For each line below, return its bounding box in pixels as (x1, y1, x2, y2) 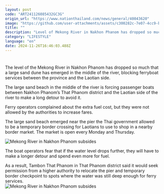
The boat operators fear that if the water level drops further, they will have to (5, 148, 159, 154)
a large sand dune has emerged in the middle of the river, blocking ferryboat (5, 69, 159, 76)
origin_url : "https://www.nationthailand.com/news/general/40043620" (5, 16, 150, 21)
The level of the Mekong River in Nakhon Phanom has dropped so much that (5, 64, 159, 70)
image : (5, 20, 19, 26)
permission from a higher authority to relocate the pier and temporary (5, 168, 145, 174)
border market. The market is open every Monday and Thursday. (5, 129, 135, 135)
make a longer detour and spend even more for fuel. (5, 153, 110, 159)
